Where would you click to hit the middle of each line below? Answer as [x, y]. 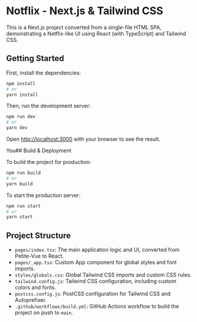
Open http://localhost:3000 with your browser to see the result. [83, 139]
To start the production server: [43, 195]
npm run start [24, 206]
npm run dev [21, 117]
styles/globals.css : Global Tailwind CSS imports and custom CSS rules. [103, 275]
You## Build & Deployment [39, 150]
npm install [21, 83]
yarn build [20, 184]
